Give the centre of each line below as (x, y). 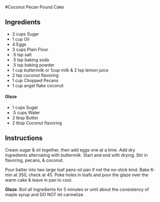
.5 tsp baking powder (33, 65)
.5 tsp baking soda (31, 60)
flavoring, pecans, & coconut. (34, 160)
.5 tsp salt (22, 54)
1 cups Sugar (25, 108)
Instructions (24, 138)
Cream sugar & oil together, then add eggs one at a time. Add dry (70, 150)
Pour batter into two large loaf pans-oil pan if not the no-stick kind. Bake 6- (80, 169)
